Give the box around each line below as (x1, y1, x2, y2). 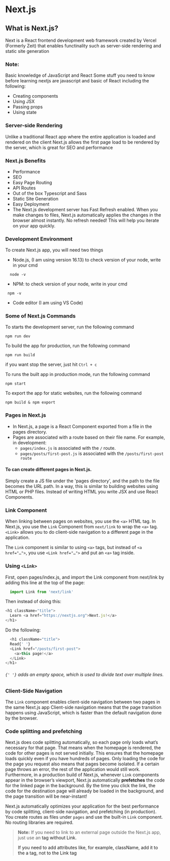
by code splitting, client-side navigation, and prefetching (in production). (5, 809, 157, 815)
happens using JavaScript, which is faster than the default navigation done (5, 709, 162, 715)
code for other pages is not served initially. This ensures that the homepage (5, 750, 164, 756)
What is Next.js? (5, 24, 58, 33)
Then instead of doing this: (5, 598, 62, 605)
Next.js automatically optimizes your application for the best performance (5, 803, 159, 810)
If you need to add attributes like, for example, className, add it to (17, 845, 158, 851)
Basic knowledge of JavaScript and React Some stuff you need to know (5, 72, 155, 78)
